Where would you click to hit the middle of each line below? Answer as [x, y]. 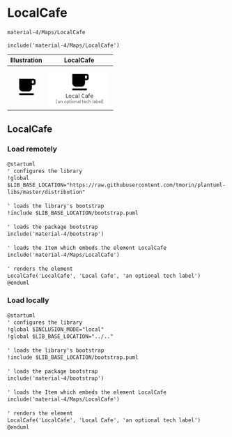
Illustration [26, 60]
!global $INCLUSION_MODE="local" [56, 329]
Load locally [28, 300]
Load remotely [32, 149]
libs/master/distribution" [46, 192]
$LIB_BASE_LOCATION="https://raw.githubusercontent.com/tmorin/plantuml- [117, 185]
